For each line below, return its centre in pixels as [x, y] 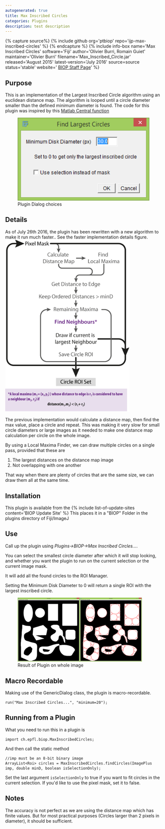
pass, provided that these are [35, 451]
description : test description [38, 26]
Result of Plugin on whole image [50, 665]
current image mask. [26, 566]
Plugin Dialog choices [40, 204]
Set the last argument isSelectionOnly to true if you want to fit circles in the [82, 777]
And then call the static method [37, 749]
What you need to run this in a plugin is [45, 730]
